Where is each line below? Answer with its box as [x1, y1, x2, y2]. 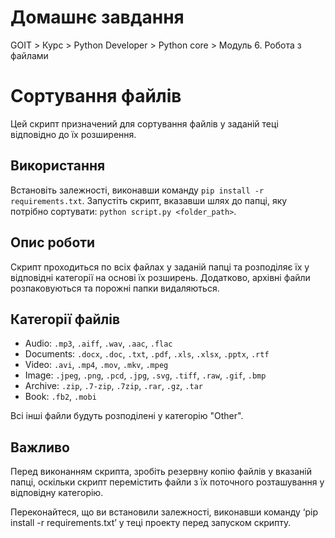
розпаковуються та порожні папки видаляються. [10, 282, 220, 294]
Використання [10, 157, 106, 175]
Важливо [10, 439, 70, 456]
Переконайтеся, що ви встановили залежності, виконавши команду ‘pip [10, 506, 318, 518]
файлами [10, 49, 49, 61]
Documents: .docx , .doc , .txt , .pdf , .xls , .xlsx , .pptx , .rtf [24, 348, 270, 360]
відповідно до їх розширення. [10, 128, 137, 140]
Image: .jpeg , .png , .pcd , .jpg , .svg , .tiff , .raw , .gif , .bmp [24, 369, 267, 381]
